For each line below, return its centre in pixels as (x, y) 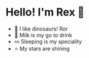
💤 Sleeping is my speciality (48, 41)
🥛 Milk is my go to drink (43, 35)
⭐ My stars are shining (42, 48)
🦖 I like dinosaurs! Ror (41, 29)
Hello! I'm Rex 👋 (45, 12)
